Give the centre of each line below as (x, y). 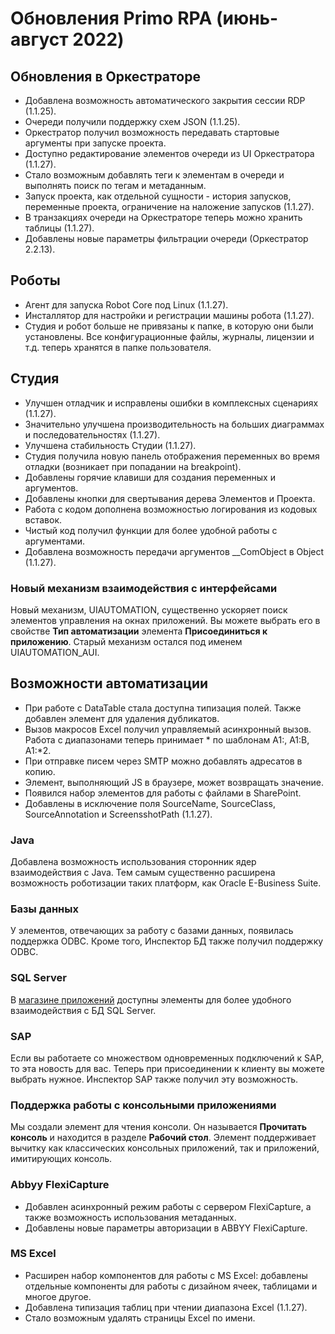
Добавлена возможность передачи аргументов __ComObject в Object (174, 551)
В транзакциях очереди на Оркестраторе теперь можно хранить (163, 217)
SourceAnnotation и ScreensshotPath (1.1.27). (118, 814)
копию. (40, 771)
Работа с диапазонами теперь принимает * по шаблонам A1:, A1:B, (167, 739)
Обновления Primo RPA (111, 18)
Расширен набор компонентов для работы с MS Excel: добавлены (166, 1275)
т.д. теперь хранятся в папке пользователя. (118, 347)
